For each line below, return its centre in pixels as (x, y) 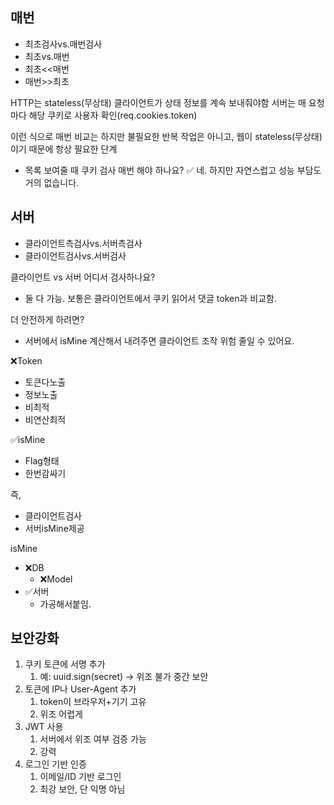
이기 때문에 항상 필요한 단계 (64, 149)
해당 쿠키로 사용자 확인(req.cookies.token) (113, 115)
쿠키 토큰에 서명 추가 (65, 664)
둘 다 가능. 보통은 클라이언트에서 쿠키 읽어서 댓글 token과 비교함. (150, 298)
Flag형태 (42, 460)
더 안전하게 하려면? (47, 319)
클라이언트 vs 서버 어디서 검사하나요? (83, 277)
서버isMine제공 (54, 528)
